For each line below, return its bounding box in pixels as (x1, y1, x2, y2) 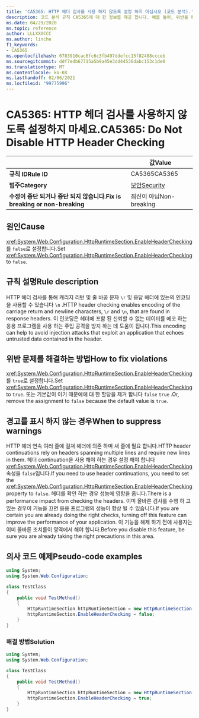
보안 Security (130, 181, 165, 189)
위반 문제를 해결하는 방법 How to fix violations (6, 354, 168, 364)
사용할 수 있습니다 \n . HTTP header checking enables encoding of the (12, 301, 181, 308)
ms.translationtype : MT (6, 64, 65, 70)
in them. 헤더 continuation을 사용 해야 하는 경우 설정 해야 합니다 (6, 456, 155, 464)
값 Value (149, 158, 172, 166)
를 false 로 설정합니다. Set (6, 245, 66, 252)
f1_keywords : (6, 42, 38, 48)
